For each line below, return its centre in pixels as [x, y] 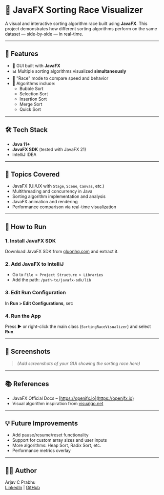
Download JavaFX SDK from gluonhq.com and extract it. [62, 252]
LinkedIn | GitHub [22, 488]
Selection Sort [34, 94]
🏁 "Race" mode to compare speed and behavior [60, 78]
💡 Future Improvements [41, 423]
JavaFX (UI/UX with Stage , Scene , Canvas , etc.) [58, 186]
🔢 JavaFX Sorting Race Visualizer [74, 10]
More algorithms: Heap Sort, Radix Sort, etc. [57, 445]
